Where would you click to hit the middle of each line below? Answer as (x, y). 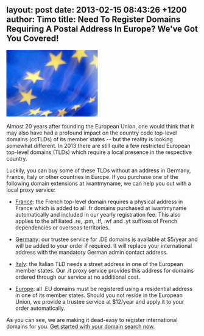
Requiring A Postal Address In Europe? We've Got (102, 29)
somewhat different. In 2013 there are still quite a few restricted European (98, 145)
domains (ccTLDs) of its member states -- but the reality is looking (90, 139)
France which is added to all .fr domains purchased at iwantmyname (101, 208)
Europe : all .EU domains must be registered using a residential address (104, 289)
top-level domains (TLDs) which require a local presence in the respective (99, 152)
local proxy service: (31, 190)
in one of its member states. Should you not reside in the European (99, 295)
